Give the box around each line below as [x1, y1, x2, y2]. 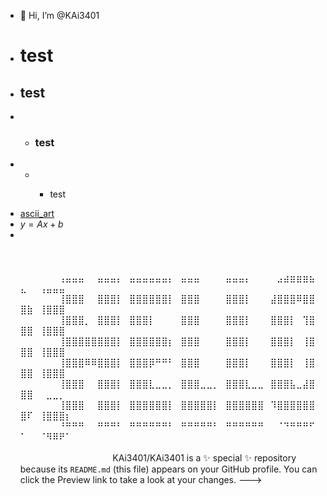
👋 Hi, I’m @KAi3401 [19, 10, 100, 21]
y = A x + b [19, 218, 64, 230]
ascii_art [19, 208, 55, 220]
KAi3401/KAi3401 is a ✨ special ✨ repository [112, 452, 297, 464]
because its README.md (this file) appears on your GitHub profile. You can [19, 463, 318, 475]
